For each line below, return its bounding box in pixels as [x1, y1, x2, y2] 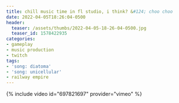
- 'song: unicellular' [6, 69, 62, 75]
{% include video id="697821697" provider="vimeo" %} [6, 91, 142, 98]
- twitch [6, 52, 28, 58]
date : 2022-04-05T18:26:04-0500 [6, 14, 86, 20]
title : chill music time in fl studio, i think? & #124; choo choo [6, 8, 173, 15]
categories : [6, 36, 35, 42]
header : [6, 19, 25, 25]
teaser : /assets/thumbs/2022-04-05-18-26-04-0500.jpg [11, 25, 147, 31]
